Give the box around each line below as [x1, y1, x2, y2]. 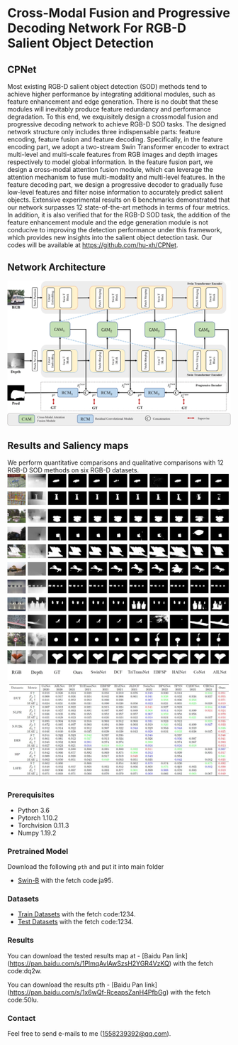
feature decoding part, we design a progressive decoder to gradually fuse [7, 180, 223, 189]
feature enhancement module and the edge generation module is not [7, 218, 209, 227]
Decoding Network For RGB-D [7, 20, 186, 36]
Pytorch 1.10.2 [17, 813, 59, 822]
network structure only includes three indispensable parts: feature [7, 128, 200, 136]
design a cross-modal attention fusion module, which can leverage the [7, 166, 214, 173]
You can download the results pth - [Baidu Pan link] [7, 980, 158, 989]
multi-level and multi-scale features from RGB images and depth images [7, 151, 218, 158]
